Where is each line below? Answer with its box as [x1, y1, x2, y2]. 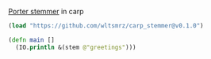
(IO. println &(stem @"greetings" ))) [15, 43, 136, 51]
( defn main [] [8, 35, 56, 44]
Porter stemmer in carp [8, 7, 85, 16]
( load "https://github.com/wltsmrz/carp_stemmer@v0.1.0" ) [8, 22, 204, 30]
